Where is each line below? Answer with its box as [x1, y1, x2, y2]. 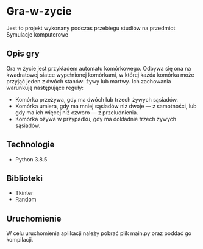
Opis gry [6, 49, 40, 59]
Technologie [6, 139, 55, 150]
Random [15, 196, 37, 203]
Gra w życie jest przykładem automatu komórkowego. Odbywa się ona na [6, 65, 191, 72]
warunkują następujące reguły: [6, 84, 84, 91]
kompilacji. [6, 236, 34, 244]
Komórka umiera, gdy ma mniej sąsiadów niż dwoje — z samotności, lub [15, 102, 197, 110]
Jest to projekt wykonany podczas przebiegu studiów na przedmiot [6, 24, 176, 32]
